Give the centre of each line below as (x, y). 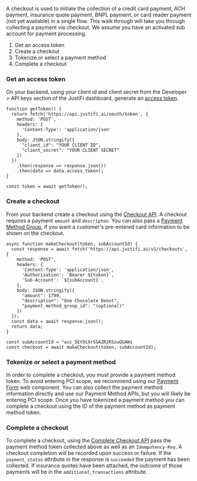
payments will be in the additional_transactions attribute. (77, 472)
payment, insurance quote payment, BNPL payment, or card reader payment (99, 15)
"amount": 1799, (41, 295)
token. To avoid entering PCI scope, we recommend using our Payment (92, 381)
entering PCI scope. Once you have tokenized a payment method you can (96, 400)
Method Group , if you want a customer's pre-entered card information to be (98, 227)
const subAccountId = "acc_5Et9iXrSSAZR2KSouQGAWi (69, 342)
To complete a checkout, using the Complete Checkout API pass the (89, 441)
